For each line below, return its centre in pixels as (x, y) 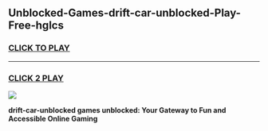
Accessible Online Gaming (53, 118)
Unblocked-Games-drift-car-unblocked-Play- (125, 13)
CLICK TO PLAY (39, 48)
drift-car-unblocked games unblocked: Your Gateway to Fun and (117, 110)
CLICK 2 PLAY (36, 78)
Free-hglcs (36, 26)
